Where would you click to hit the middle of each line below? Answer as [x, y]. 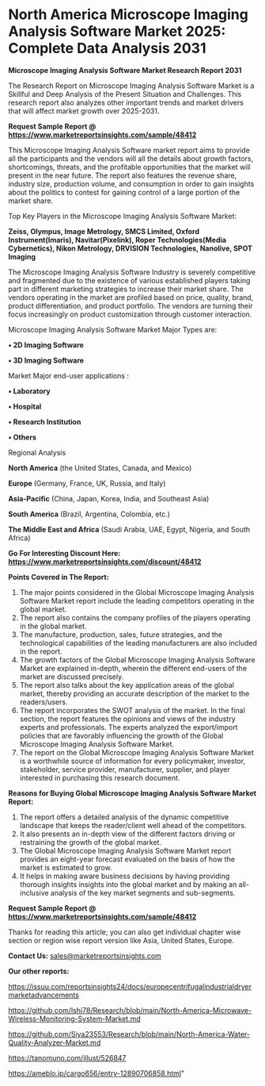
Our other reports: [39, 971]
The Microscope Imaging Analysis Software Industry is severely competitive [132, 272]
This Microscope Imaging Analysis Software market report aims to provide [129, 150]
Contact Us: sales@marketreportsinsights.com [85, 956]
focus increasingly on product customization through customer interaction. [130, 314]
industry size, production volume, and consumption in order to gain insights [131, 183]
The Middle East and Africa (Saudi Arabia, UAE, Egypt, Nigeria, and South [129, 529]
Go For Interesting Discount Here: [64, 553]
